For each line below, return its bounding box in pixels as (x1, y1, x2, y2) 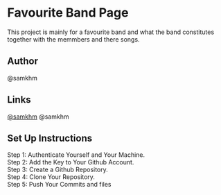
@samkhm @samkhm (7, 112, 69, 121)
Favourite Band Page (7, 5, 129, 21)
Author (7, 56, 38, 67)
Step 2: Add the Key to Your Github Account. (7, 158, 134, 167)
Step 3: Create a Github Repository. (7, 165, 109, 174)
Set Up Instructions (7, 132, 93, 144)
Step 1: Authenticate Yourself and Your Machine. (7, 151, 145, 159)
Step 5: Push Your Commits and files (7, 180, 112, 189)
